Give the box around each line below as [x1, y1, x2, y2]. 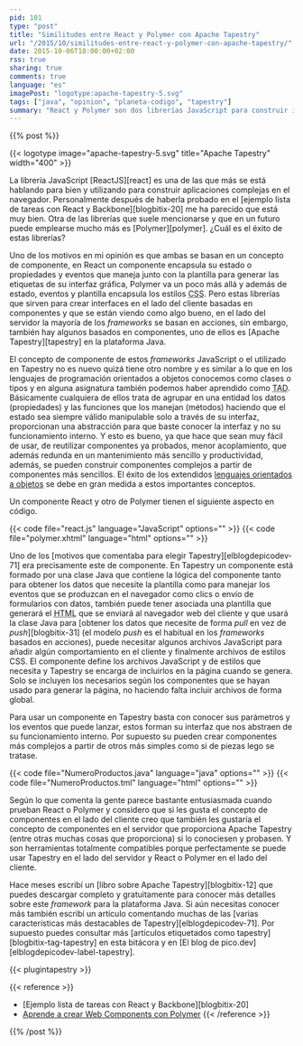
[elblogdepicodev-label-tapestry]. [9, 947, 135, 957]
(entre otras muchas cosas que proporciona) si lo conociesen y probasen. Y [9, 833, 291, 845]
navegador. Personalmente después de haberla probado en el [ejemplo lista [9, 194, 291, 205]
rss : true [9, 55, 47, 64]
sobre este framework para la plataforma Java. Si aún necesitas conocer [9, 899, 280, 910]
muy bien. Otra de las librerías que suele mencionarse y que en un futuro [9, 213, 280, 224]
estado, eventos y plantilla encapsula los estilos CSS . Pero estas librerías [9, 288, 280, 299]
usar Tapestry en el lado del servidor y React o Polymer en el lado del [9, 853, 268, 864]
